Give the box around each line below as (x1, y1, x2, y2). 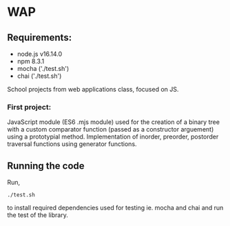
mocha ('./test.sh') (17, 65, 70, 72)
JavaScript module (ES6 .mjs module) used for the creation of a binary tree (7, 118, 220, 126)
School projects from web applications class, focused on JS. (7, 85, 179, 93)
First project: (7, 102, 52, 112)
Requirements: (7, 32, 72, 43)
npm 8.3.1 (17, 57, 45, 65)
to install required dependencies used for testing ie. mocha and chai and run (7, 204, 224, 212)
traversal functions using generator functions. (7, 140, 137, 148)
